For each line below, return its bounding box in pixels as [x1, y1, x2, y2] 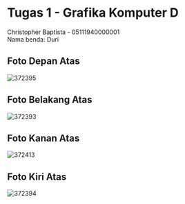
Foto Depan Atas [7, 56, 81, 67]
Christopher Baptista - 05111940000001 [7, 28, 120, 36]
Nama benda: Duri [7, 35, 59, 43]
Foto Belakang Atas [7, 94, 92, 105]
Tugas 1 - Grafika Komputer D [7, 5, 179, 21]
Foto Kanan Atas [7, 132, 80, 144]
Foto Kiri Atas [7, 171, 67, 182]
